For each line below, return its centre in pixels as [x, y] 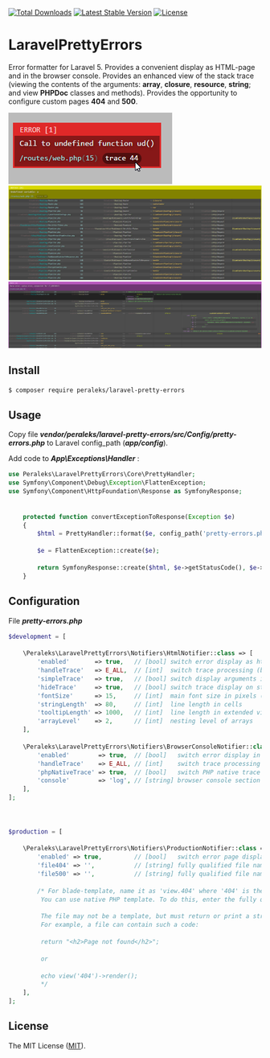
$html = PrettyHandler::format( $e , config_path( [120, 534]
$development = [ [37, 636]
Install [24, 371]
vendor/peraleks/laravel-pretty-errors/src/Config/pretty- [138, 434]
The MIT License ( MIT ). [47, 1045]
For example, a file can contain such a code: [120, 925]
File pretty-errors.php [45, 620]
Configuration [44, 601]
